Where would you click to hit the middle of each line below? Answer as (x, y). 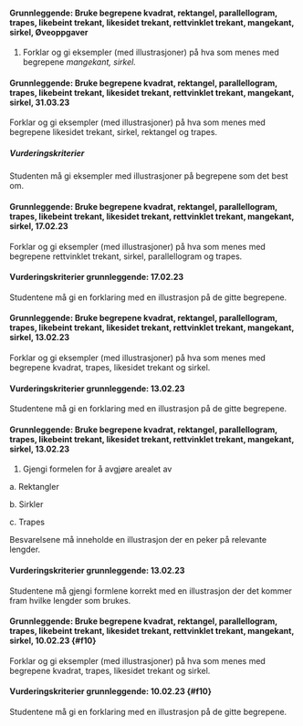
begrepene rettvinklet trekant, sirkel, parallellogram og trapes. (126, 256)
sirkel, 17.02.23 (39, 226)
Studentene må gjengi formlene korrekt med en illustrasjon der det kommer (151, 591)
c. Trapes (27, 522)
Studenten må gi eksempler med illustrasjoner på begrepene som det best (149, 176)
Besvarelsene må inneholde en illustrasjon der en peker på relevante (138, 540)
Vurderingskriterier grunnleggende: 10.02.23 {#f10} (110, 691)
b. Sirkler (26, 504)
